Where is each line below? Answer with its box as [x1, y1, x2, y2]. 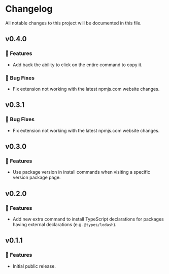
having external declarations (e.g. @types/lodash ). [12, 221, 117, 227]
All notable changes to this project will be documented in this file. [5, 20, 142, 26]
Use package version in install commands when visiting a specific [12, 169, 151, 175]
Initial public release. [12, 263, 56, 269]
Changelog [5, 3, 53, 15]
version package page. [12, 174, 61, 181]
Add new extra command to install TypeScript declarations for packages [12, 216, 164, 222]
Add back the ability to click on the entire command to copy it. [12, 62, 143, 68]
